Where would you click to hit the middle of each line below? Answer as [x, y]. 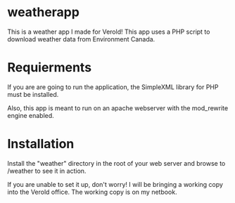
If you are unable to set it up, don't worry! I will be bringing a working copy [115, 184]
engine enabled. [31, 115]
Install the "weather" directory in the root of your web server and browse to [116, 163]
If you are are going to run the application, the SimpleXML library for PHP [113, 87]
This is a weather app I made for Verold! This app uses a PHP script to [109, 32]
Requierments [50, 68]
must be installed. [33, 94]
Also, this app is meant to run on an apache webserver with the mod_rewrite [118, 108]
